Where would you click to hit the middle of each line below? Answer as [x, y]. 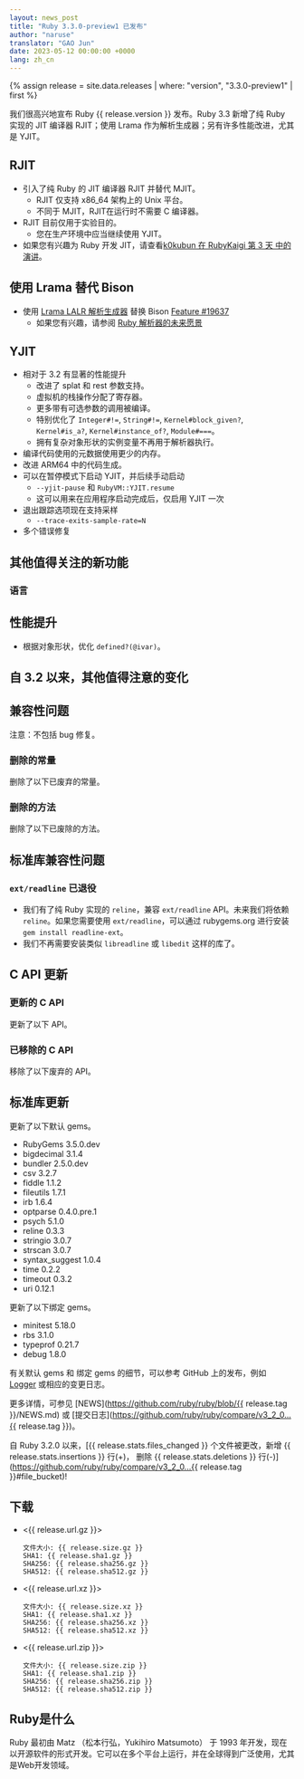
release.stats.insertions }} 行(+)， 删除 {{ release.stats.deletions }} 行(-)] [144, 1456]
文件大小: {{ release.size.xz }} [83, 1607]
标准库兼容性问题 [57, 860]
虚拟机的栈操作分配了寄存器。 [91, 397]
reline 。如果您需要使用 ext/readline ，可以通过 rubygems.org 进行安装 [156, 921]
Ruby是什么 [42, 1720]
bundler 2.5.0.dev [55, 1163]
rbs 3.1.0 [38, 1334]
